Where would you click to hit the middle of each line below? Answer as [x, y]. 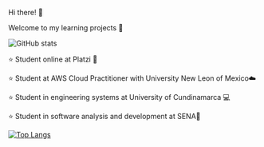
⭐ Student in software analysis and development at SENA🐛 [104, 116]
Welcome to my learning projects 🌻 [66, 28]
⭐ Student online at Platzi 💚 [53, 59]
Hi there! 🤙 [26, 12]
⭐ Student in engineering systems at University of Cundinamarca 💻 [119, 97]
